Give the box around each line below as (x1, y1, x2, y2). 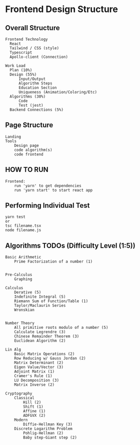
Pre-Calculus (5, 273, 32, 278)
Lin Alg (5, 347, 21, 352)
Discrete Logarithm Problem (14, 426, 72, 431)
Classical (14, 396, 35, 401)
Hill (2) (23, 400, 41, 405)
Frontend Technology (5, 37, 48, 42)
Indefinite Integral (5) (14, 294, 66, 300)
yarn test (5, 215, 26, 220)
